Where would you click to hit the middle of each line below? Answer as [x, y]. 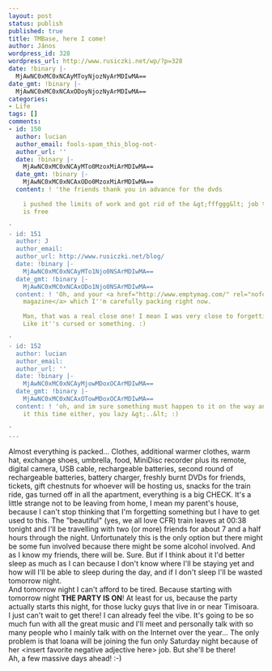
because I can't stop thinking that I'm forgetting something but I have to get [134, 512]
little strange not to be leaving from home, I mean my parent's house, [123, 503]
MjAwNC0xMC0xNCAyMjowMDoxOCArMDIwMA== [88, 384]
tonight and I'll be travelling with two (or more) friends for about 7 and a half [135, 529]
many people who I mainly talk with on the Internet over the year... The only [134, 633]
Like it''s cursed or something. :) [85, 324]
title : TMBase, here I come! [57, 39]
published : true [36, 31]
